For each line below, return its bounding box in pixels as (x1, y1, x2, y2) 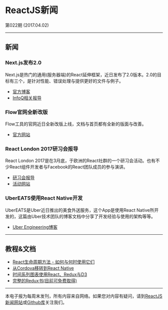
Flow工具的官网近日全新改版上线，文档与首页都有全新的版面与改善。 (5, 121, 146, 127)
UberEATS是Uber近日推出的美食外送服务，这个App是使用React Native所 (5, 207, 154, 213)
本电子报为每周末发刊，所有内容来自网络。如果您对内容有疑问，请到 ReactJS (5, 293, 162, 299)
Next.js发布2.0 (5, 59, 41, 66)
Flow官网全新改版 (5, 108, 48, 115)
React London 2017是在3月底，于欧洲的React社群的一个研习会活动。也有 (5, 158, 156, 164)
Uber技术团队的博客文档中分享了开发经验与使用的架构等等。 (31, 213, 156, 219)
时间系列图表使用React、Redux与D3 (12, 271, 87, 277)
